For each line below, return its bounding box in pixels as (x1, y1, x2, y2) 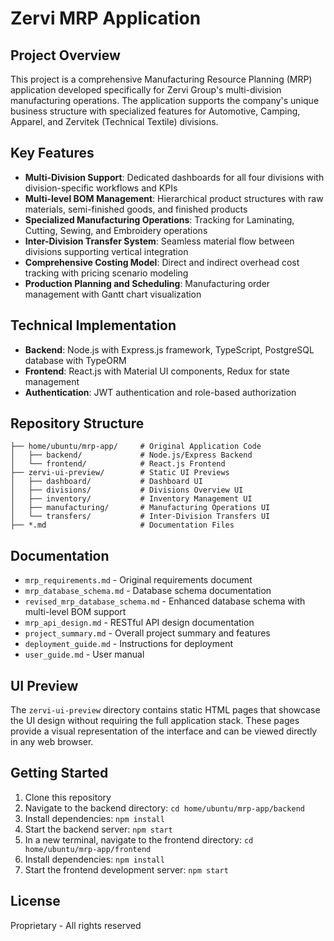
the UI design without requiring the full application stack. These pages (10, 715, 300, 727)
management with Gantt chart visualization (24, 288, 202, 300)
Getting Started (10, 765, 109, 782)
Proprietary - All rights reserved (10, 919, 142, 931)
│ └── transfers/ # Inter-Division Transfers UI (10, 512, 271, 522)
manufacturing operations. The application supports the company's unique (10, 95, 320, 106)
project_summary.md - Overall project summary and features (24, 627, 271, 639)
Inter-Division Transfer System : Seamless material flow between (24, 235, 295, 247)
